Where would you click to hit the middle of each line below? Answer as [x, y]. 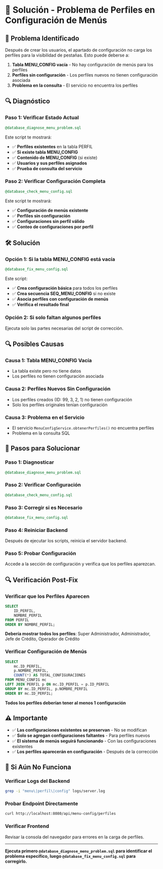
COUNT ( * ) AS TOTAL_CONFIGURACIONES [50, 675]
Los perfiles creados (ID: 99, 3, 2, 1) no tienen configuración [72, 399]
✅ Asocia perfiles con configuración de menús [60, 299]
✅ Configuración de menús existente [50, 210]
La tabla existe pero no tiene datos [47, 371]
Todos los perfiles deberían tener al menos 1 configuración [65, 703]
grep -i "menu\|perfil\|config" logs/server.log [55, 791]
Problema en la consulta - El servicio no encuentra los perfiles [75, 85]
